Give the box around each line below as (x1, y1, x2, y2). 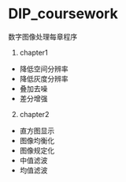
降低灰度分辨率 (19, 74, 69, 83)
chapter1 (19, 47, 49, 57)
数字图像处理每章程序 (8, 32, 77, 41)
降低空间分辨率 (19, 64, 69, 74)
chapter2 (19, 109, 50, 119)
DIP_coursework (8, 5, 118, 23)
